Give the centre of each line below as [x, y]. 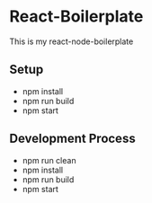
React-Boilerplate [76, 17]
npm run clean [49, 160]
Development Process [73, 139]
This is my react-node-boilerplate [72, 41]
